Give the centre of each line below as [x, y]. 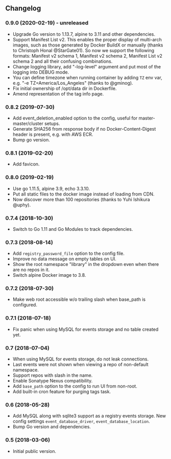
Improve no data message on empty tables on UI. [64, 259]
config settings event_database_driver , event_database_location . [81, 421]
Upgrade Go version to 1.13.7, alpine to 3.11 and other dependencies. [84, 34]
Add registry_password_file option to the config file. [69, 253]
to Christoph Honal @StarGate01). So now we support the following [83, 50]
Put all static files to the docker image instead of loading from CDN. [83, 194]
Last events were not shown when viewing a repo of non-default [81, 365]
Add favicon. [26, 164]
